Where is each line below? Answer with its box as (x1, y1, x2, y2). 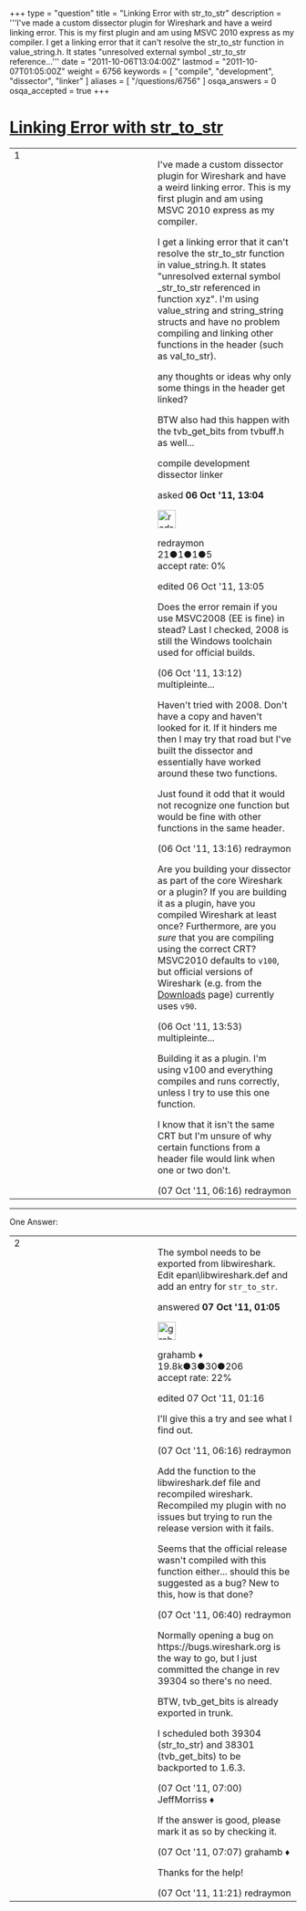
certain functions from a (158, 1140, 261, 1153)
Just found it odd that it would (158, 787, 285, 800)
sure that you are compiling (158, 930, 275, 943)
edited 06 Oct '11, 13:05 (158, 579, 265, 592)
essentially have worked (158, 755, 261, 768)
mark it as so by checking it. (158, 1824, 278, 1837)
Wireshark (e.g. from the (158, 976, 262, 989)
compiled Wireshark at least (158, 908, 278, 920)
